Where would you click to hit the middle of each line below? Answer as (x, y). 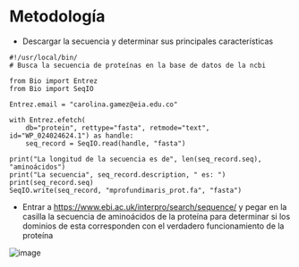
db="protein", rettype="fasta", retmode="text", (118, 128)
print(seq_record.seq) (51, 182)
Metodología (57, 17)
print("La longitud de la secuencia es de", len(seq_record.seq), (136, 159)
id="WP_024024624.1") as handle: (72, 136)
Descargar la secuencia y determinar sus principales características (148, 41)
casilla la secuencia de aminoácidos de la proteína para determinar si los (156, 216)
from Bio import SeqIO (51, 88)
